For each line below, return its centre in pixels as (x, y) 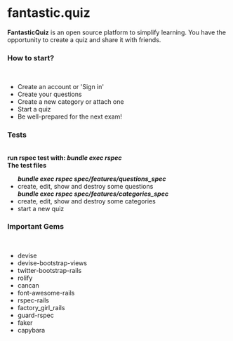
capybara (31, 330)
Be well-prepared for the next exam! (70, 116)
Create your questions (49, 94)
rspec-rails (33, 300)
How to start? (31, 58)
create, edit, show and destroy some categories (86, 201)
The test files (27, 165)
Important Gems (36, 227)
